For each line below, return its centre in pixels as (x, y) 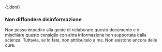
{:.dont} (13, 7)
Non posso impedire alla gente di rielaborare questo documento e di (73, 30)
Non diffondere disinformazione (44, 19)
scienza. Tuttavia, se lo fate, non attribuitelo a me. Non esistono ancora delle (81, 40)
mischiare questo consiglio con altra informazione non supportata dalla (76, 35)
